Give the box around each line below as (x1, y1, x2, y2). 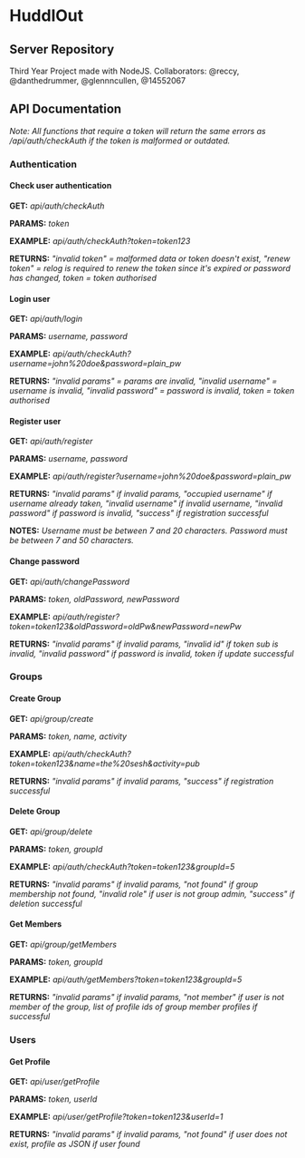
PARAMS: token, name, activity (9, 731, 128, 742)
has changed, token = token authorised (9, 272, 157, 283)
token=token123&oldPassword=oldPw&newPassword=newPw (9, 620, 242, 631)
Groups (9, 670, 43, 683)
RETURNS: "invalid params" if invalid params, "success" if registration (9, 775, 274, 786)
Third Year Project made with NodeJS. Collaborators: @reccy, (9, 65, 240, 76)
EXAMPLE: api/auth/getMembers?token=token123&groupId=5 (9, 974, 243, 985)
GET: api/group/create (9, 713, 94, 724)
